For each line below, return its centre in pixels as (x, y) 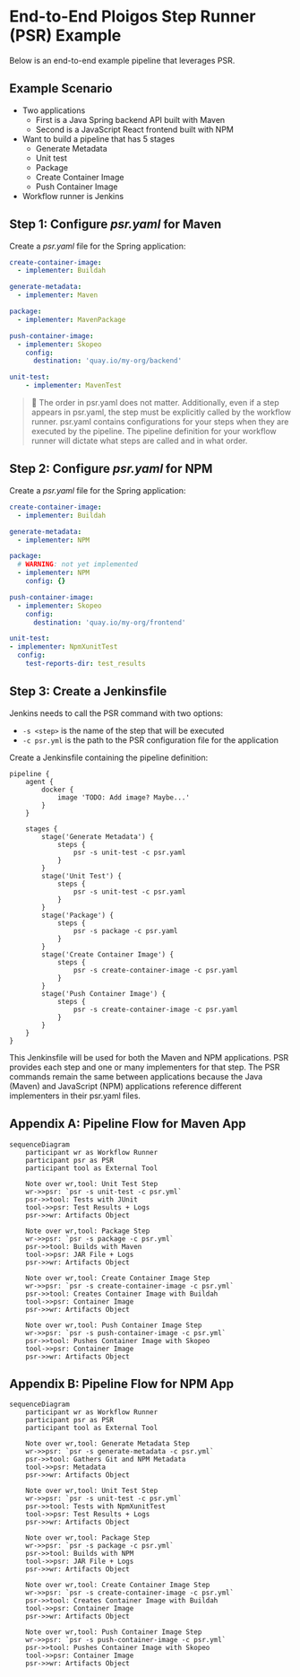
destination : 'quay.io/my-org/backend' (107, 361)
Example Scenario (61, 88)
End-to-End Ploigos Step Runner (133, 17)
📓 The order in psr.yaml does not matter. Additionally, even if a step (155, 403)
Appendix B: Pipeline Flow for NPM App (122, 1384)
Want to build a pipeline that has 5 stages (99, 139)
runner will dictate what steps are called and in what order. (139, 441)
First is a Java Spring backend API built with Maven (130, 119)
